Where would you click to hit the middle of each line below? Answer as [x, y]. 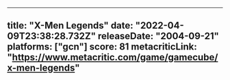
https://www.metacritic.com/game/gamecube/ [115, 57]
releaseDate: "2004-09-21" [158, 36]
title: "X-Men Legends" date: [70, 25]
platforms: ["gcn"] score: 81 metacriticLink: [102, 47]
